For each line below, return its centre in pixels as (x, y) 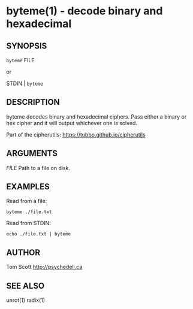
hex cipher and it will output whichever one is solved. (72, 123)
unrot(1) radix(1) (26, 300)
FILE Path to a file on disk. (38, 168)
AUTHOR (23, 252)
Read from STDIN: (28, 223)
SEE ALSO (25, 286)
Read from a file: (27, 201)
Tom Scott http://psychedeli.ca (44, 267)
